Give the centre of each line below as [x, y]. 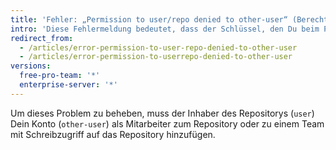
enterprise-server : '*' [68, 85]
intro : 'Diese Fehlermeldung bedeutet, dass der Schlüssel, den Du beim [165, 29]
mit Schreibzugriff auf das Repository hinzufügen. [113, 134]
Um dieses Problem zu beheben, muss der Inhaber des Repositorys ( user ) [162, 113]
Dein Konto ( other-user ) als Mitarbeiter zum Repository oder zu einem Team [167, 123]
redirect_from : [42, 38]
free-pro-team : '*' [60, 76]
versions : [31, 66]
